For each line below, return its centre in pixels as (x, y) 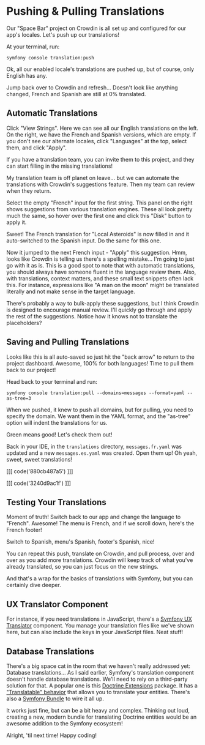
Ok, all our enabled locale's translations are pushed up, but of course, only (100, 69)
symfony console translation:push (50, 58)
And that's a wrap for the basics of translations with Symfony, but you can (100, 578)
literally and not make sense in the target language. (71, 291)
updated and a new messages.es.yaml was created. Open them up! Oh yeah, (102, 453)
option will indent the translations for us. (57, 422)
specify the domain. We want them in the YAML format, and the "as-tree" (99, 416)
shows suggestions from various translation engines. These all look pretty (99, 209)
